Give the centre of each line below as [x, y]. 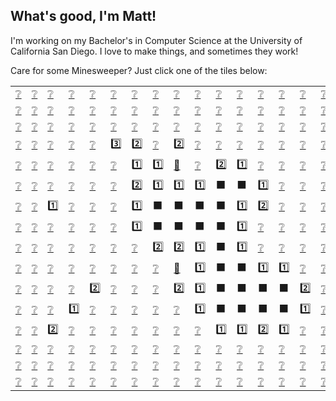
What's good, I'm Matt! [83, 16]
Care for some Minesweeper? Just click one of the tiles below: [139, 70]
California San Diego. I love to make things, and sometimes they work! [154, 51]
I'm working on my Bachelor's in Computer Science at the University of [156, 40]
